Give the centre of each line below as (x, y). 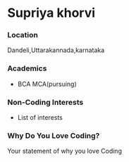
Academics (27, 68)
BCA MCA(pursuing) (47, 84)
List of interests (40, 118)
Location (23, 35)
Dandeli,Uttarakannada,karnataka (56, 50)
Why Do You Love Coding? (54, 136)
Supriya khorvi (51, 13)
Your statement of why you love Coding (64, 151)
